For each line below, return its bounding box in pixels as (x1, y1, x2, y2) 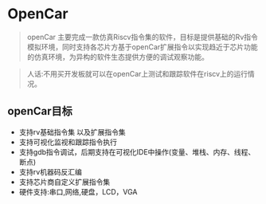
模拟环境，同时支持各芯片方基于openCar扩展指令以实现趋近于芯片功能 (26, 41, 258, 52)
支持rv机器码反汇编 (18, 167, 83, 176)
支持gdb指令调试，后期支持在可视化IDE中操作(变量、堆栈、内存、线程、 (18, 147, 256, 156)
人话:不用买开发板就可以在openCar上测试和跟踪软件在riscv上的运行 (26, 69, 248, 78)
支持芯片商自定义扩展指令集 (18, 177, 111, 186)
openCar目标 (7, 104, 72, 118)
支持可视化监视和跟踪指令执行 (18, 137, 117, 147)
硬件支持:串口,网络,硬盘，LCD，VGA (18, 186, 138, 196)
